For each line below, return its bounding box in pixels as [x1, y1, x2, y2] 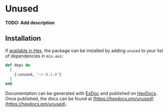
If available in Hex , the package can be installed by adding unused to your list [5, 47, 163, 53]
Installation [5, 34, 41, 43]
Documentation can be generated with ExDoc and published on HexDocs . [5, 90, 157, 96]
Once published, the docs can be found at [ [5, 96, 95, 102]
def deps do [5, 62, 30, 68]
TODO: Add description [5, 20, 55, 26]
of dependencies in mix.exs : [5, 53, 64, 59]
